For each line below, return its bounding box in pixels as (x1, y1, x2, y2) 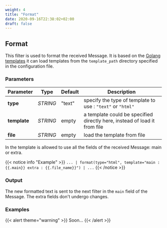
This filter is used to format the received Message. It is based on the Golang (5, 53, 161, 59)
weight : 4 (5, 7, 26, 12)
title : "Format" (5, 12, 39, 17)
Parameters (5, 76, 34, 82)
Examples (5, 206, 30, 213)
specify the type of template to (83, 97, 156, 104)
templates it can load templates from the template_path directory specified (5, 58, 158, 64)
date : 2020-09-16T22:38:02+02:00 (5, 16, 75, 21)
